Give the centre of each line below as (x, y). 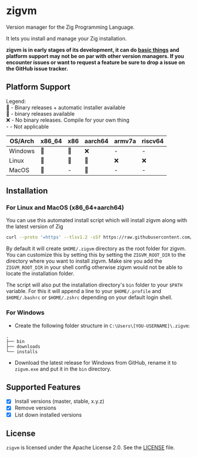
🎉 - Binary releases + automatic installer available (66, 107)
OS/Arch (22, 141)
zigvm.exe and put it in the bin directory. (63, 369)
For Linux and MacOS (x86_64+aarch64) (65, 208)
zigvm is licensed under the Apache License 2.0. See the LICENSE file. (91, 448)
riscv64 (153, 141)
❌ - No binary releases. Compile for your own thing (68, 120)
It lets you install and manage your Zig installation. (67, 38)
